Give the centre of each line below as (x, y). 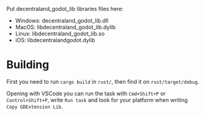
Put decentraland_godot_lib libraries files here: (65, 9)
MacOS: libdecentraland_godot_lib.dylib (65, 27)
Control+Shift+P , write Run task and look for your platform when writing (97, 100)
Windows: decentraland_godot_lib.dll (62, 20)
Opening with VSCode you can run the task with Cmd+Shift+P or (86, 93)
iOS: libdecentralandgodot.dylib (55, 40)
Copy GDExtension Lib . (35, 106)
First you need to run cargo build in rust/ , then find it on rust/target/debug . (103, 81)
